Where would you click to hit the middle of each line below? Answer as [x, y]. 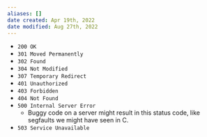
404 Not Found [38, 99]
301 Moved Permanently [50, 54]
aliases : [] [24, 14]
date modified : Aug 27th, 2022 [53, 26]
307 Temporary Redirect [52, 76]
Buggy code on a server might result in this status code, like [114, 113]
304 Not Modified [43, 69]
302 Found [32, 62]
